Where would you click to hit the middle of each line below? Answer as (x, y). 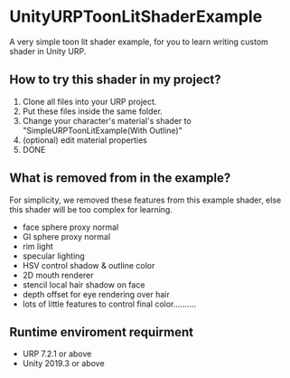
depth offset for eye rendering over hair (96, 294)
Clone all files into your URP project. (89, 101)
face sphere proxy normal (70, 227)
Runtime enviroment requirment (102, 332)
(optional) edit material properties (84, 140)
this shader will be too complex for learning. (91, 209)
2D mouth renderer (58, 275)
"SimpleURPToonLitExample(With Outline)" (102, 130)
